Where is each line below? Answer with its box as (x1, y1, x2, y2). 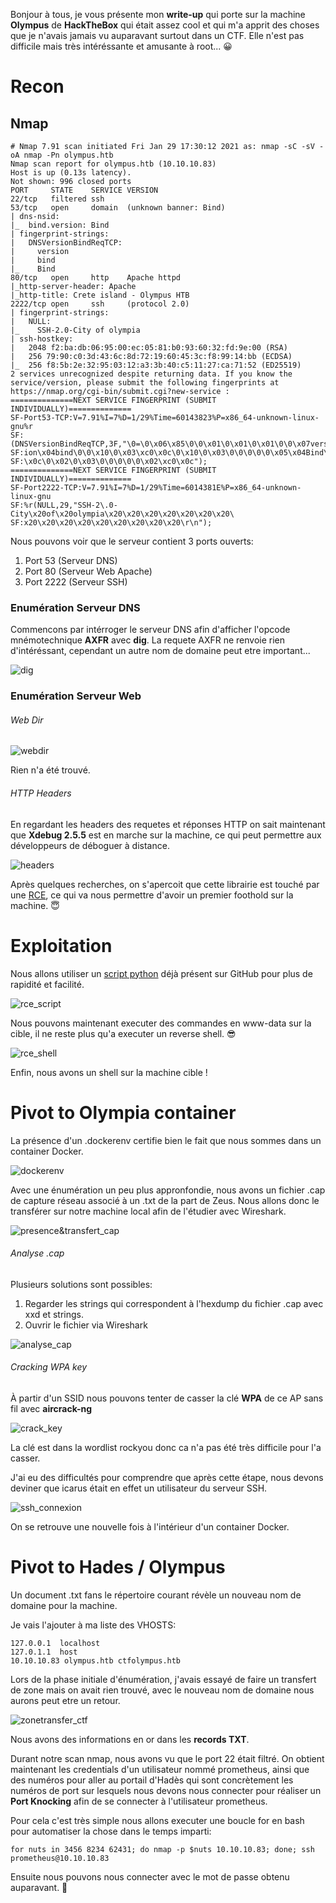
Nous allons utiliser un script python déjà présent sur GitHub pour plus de (10, 967, 313, 979)
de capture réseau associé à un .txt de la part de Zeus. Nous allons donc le (10, 1194, 320, 1206)
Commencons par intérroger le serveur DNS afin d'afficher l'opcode (10, 624, 291, 636)
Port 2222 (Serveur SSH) (24, 576, 128, 588)
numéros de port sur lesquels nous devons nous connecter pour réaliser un (10, 1784, 322, 1796)
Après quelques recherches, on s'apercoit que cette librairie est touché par (10, 878, 320, 890)
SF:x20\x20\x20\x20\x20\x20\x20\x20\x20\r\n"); (10, 518, 213, 528)
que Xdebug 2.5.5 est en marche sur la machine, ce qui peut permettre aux (10, 829, 322, 841)
